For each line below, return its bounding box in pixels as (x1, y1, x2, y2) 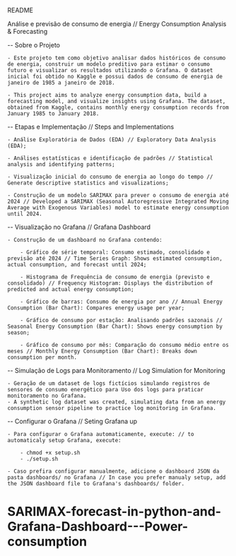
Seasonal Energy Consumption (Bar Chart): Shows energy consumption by (7, 323, 223, 330)
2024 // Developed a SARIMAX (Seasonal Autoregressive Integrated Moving (7, 198, 230, 205)
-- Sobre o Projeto (7, 41, 60, 49)
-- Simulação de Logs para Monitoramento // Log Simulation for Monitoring (7, 367, 226, 374)
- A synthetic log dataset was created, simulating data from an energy (7, 398, 226, 406)
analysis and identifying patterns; (7, 161, 115, 168)
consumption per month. (7, 354, 78, 361)
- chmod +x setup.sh (20, 449, 81, 456)
